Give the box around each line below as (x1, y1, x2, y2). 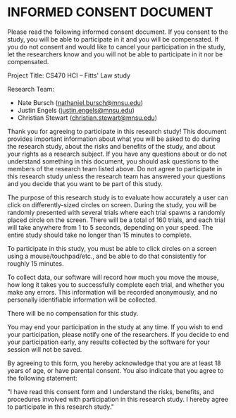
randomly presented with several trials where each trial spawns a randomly (7, 208, 225, 216)
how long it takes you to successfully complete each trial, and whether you (7, 280, 225, 289)
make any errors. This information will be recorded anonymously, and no (7, 288, 218, 296)
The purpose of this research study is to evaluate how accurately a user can (7, 193, 229, 202)
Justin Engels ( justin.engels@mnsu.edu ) (17, 106, 135, 114)
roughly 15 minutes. (7, 259, 65, 268)
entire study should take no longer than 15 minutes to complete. (7, 230, 192, 239)
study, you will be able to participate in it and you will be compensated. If (7, 35, 219, 43)
